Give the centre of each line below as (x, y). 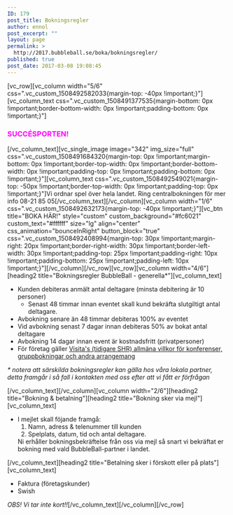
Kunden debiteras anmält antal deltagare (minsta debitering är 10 (111, 289)
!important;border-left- (178, 245)
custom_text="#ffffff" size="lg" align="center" (74, 223)
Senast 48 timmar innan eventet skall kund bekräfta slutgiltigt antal (124, 304)
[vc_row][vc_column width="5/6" (55, 85)
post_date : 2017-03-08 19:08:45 (54, 66)
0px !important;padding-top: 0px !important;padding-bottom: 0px (121, 171)
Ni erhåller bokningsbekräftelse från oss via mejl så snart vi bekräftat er (120, 441)
